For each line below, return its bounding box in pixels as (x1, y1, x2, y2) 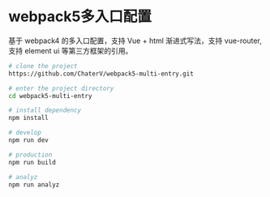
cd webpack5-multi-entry (8, 92, 92, 100)
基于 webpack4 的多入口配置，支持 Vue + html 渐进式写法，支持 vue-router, (8, 36, 262, 45)
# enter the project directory (8, 84, 114, 92)
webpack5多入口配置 (8, 7, 152, 26)
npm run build (8, 158, 57, 166)
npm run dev (8, 136, 49, 144)
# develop (8, 129, 42, 137)
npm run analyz (8, 180, 60, 189)
